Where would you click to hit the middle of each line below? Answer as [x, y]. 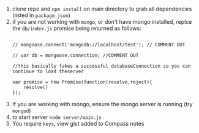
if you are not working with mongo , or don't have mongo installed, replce [102, 22]
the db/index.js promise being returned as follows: [77, 28]
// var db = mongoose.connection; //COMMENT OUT [75, 56]
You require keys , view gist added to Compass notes [78, 124]
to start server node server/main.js [57, 117]
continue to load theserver [48, 71]
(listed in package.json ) [41, 15]
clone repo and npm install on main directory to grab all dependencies [102, 9]
